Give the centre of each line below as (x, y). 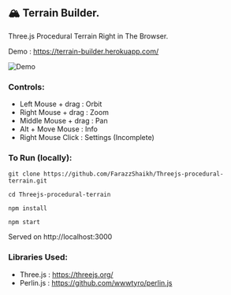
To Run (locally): (40, 158)
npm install (28, 208)
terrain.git (28, 181)
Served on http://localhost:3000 (60, 237)
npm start (24, 223)
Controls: (26, 87)
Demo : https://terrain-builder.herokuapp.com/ (84, 51)
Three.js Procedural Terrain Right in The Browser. (88, 36)
